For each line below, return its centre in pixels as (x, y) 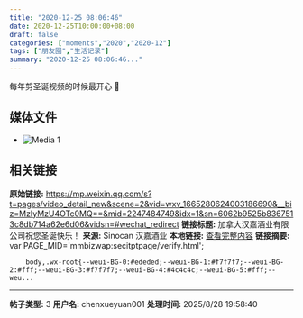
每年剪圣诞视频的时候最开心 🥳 (64, 86)
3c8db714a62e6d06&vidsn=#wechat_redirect (95, 224)
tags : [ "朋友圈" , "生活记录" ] (60, 51)
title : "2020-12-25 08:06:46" (66, 18)
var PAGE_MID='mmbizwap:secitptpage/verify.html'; (107, 245)
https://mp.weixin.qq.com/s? (99, 194)
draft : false (34, 34)
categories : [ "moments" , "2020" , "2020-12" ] (90, 43)
